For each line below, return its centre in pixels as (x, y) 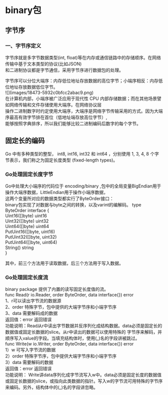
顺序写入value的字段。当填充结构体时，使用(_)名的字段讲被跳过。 (72, 338)
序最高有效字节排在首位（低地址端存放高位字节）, (56, 117)
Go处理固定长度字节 (29, 174)
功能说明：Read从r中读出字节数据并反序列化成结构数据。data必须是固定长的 (84, 326)
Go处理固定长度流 (27, 277)
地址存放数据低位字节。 (33, 87)
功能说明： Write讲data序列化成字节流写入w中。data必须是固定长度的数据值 (83, 375)
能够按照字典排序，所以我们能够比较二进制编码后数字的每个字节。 (73, 123)
